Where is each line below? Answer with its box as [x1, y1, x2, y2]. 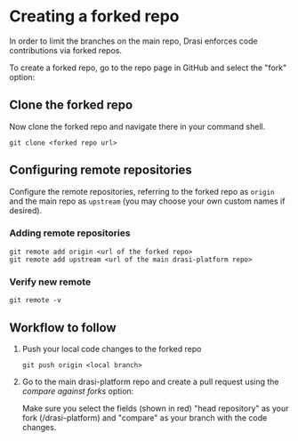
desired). [9, 204, 43, 215]
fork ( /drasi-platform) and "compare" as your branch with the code [21, 412, 268, 423]
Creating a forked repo [9, 6, 180, 27]
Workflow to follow [9, 320, 117, 335]
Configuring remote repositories [9, 163, 193, 178]
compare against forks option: [21, 385, 134, 397]
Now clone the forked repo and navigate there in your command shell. [9, 121, 266, 132]
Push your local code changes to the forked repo [21, 343, 202, 354]
